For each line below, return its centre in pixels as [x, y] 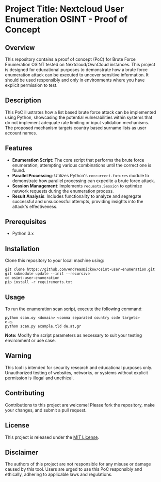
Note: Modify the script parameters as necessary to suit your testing [73, 335]
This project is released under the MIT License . [52, 437]
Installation [22, 249]
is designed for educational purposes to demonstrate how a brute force [76, 70]
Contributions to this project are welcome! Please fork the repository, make [80, 405]
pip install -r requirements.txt [39, 282]
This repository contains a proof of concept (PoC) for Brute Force [70, 59]
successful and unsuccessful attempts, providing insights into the [78, 201]
